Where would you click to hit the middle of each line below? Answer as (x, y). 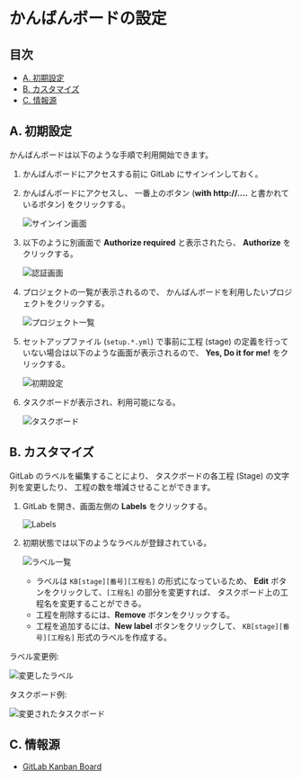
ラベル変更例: (35, 656)
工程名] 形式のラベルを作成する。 (111, 637)
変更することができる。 (103, 603)
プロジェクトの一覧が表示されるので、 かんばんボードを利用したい (146, 291)
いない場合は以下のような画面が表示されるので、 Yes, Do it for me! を (151, 353)
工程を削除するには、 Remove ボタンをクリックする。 (135, 614)
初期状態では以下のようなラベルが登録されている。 (117, 542)
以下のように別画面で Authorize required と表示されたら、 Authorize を (156, 242)
